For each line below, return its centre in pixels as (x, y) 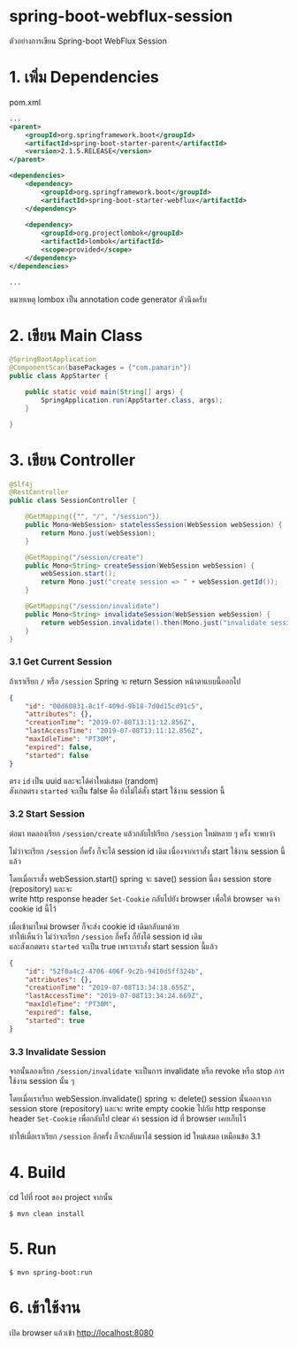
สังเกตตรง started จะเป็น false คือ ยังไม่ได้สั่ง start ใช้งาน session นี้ (117, 791)
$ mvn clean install (47, 1214)
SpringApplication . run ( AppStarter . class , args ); (132, 400)
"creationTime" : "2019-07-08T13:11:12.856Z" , (110, 723)
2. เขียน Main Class (76, 335)
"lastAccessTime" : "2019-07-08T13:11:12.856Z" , (114, 731)
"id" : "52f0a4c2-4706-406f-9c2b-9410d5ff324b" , (114, 972)
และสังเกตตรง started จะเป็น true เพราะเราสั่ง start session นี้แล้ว (114, 946)
